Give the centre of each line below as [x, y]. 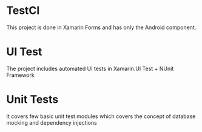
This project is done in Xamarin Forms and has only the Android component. [101, 27]
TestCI [23, 11]
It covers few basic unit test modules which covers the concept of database [101, 116]
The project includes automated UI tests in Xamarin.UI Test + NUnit [90, 68]
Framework [20, 75]
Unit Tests [32, 100]
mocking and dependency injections [52, 122]
